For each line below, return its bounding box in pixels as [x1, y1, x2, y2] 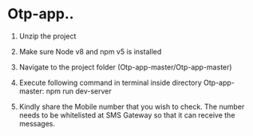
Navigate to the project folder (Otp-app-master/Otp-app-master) [18, 62, 232, 72]
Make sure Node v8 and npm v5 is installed [18, 46, 162, 56]
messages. [18, 118, 56, 128]
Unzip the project [18, 31, 77, 41]
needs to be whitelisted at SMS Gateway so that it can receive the [18, 110, 235, 120]
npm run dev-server [45, 86, 113, 96]
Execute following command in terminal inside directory [18, 78, 203, 87]
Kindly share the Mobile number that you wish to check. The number [18, 102, 245, 111]
